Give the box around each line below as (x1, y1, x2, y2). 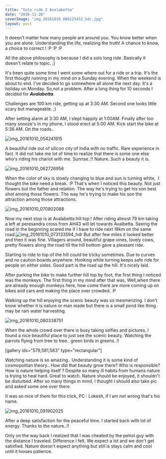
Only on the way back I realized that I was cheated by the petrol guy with (5, 433, 154, 439)
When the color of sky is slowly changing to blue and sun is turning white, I (5, 175, 160, 182)
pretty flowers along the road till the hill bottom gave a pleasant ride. (5, 242, 145, 248)
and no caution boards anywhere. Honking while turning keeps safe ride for (5, 257, 160, 263)
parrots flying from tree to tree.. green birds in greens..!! (5, 338, 119, 344)
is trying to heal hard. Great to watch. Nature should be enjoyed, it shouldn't (5, 373, 160, 379)
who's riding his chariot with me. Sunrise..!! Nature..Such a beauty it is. (5, 156, 150, 162)
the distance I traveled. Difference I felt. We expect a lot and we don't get (5, 438, 155, 444)
